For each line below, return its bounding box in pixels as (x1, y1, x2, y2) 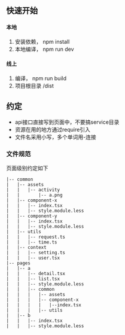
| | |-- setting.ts (6, 249, 66, 255)
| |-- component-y (6, 213, 58, 219)
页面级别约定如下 (6, 164, 48, 172)
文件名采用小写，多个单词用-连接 (14, 133, 97, 141)
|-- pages (6, 260, 31, 266)
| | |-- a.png (6, 192, 63, 198)
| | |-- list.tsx (6, 276, 60, 282)
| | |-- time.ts (6, 239, 58, 245)
